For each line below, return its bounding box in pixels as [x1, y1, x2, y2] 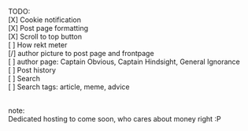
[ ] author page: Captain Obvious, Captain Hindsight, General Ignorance [8, 57, 240, 66]
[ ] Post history [8, 65, 57, 74]
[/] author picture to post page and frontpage [8, 49, 155, 58]
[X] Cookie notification [8, 15, 81, 24]
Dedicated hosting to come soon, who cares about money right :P [8, 114, 222, 123]
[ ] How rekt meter [8, 40, 68, 50]
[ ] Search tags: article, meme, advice [8, 82, 130, 92]
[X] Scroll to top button [8, 32, 83, 41]
